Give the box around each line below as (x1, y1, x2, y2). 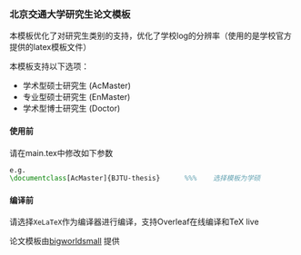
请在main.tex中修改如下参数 (9, 147, 114, 158)
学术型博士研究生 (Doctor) (22, 103, 121, 114)
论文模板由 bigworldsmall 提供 (9, 236, 120, 247)
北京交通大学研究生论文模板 (9, 7, 131, 20)
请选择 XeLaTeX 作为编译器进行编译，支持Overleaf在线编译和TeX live (9, 216, 259, 228)
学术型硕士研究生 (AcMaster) (22, 80, 132, 92)
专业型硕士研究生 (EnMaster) (22, 92, 131, 103)
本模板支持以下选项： (9, 61, 89, 72)
